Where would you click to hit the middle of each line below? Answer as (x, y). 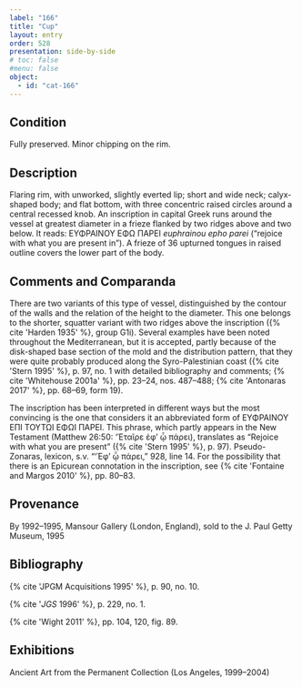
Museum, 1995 (37, 535)
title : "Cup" (34, 26)
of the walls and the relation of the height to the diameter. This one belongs (150, 313)
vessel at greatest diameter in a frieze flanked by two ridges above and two (151, 224)
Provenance (45, 505)
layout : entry (36, 35)
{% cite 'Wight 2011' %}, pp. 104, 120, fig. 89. (94, 621)
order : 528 (30, 43)
